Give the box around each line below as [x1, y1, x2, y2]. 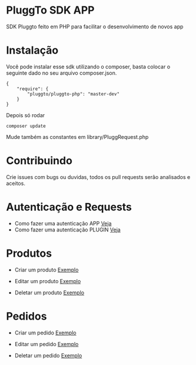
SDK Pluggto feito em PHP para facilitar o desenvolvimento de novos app [6, 23, 184, 30]
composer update [6, 123, 46, 129]
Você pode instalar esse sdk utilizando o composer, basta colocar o [6, 63, 171, 70]
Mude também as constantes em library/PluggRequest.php [6, 133, 149, 140]
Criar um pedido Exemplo [14, 329, 77, 336]
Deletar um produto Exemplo [14, 289, 84, 296]
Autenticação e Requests [6, 201, 132, 214]
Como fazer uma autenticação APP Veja [14, 220, 112, 227]
